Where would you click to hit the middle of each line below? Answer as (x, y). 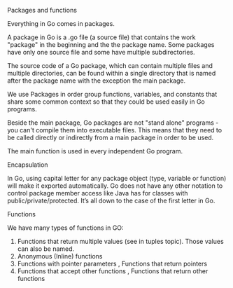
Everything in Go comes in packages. (61, 23)
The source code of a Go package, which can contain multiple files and (110, 66)
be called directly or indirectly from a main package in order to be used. (111, 137)
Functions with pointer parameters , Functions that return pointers (112, 263)
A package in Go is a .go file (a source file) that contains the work (101, 37)
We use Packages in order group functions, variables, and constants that (112, 94)
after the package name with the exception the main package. (97, 81)
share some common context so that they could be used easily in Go (106, 102)
